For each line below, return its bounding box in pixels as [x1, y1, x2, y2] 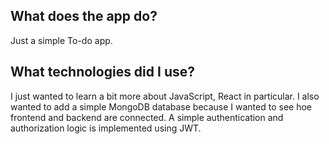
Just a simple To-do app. [10, 34, 113, 46]
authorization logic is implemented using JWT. [10, 122, 202, 134]
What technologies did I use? [10, 64, 195, 81]
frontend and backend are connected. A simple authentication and [10, 111, 284, 123]
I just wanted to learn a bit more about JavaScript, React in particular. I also [10, 90, 320, 102]
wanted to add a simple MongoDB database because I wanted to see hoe [10, 100, 312, 113]
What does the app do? [10, 8, 158, 25]
